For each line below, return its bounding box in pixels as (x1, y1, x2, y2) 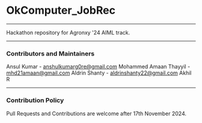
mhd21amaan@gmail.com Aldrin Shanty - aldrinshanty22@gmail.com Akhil (6, 69, 192, 76)
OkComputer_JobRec (6, 4, 116, 17)
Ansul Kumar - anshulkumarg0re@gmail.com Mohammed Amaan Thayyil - (6, 63, 191, 70)
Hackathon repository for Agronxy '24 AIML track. (6, 29, 130, 36)
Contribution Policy (6, 96, 64, 104)
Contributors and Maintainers (6, 49, 95, 57)
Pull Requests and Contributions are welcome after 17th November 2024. (6, 110, 187, 117)
